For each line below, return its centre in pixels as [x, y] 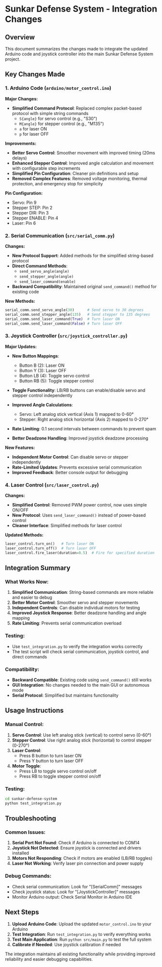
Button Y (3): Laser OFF [43, 370]
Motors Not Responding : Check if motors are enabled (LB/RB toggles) [82, 858]
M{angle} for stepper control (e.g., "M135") [61, 123]
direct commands [29, 656]
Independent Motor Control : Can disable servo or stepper [70, 457]
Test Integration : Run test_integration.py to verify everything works [81, 934]
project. [13, 59]
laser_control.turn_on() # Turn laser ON [50, 544]
